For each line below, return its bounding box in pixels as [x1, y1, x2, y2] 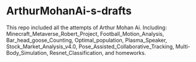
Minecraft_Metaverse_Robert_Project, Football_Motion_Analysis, [6, 30, 164, 37]
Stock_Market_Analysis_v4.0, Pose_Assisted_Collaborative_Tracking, [6, 43, 174, 50]
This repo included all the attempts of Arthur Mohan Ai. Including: [6, 24, 167, 31]
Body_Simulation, [6, 49, 49, 56]
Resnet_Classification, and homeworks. [50, 49, 146, 56]
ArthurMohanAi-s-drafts [6, 4, 132, 18]
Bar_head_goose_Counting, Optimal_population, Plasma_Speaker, [6, 36, 167, 44]
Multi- [175, 43, 191, 50]
